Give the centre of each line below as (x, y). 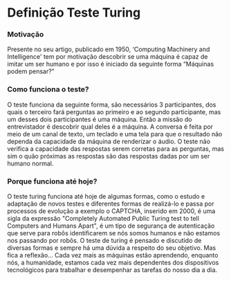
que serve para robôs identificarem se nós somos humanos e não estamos (113, 233)
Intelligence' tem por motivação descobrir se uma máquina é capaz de (108, 57)
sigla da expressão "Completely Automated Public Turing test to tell (103, 219)
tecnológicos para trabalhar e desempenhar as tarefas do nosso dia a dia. (112, 270)
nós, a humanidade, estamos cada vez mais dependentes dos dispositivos (113, 263)
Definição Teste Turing (74, 13)
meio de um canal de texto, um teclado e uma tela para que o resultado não (115, 134)
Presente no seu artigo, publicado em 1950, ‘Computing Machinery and (109, 49)
